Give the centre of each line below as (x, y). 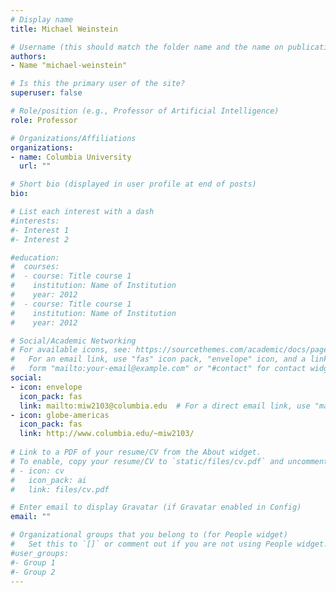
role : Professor (44, 120)
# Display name (42, 19)
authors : (28, 56)
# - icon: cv (37, 471)
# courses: (35, 267)
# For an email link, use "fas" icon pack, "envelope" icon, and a (158, 359)
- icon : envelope (46, 387)
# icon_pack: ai (48, 480)
